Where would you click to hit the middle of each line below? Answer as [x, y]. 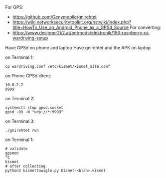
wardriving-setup [30, 38]
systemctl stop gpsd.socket [34, 108]
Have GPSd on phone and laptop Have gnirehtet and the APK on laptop [78, 48]
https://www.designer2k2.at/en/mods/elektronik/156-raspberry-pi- [81, 33]
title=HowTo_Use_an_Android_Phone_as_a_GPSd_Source [71, 27]
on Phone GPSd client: [28, 76]
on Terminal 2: [20, 98]
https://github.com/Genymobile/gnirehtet [55, 17]
